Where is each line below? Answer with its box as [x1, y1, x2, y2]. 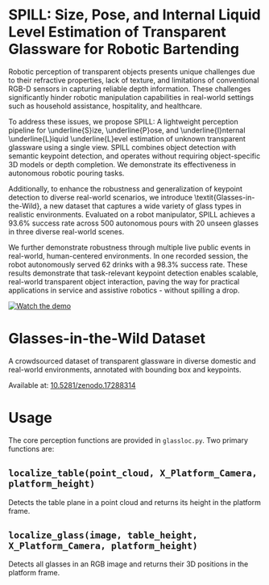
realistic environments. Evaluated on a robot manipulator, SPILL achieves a [8, 209, 255, 219]
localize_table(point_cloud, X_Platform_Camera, [8, 467, 258, 479]
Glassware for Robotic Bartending [8, 40, 240, 58]
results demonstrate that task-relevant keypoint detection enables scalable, [8, 268, 259, 278]
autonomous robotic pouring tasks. [8, 168, 125, 178]
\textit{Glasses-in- [194, 192, 255, 202]
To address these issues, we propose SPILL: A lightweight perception [8, 116, 239, 126]
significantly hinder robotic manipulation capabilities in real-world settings [8, 92, 255, 102]
